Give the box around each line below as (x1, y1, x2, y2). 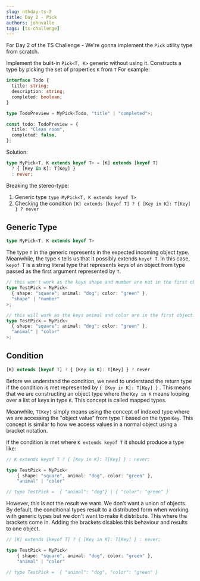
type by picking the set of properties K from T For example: (6, 66, 150, 73)
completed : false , (11, 132, 58, 138)
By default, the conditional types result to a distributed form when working (6, 506, 189, 513)
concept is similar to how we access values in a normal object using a (6, 421, 177, 428)
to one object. (6, 525, 40, 532)
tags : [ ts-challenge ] (6, 25, 60, 32)
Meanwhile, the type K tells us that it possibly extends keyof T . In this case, (6, 255, 190, 262)
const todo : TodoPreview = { (6, 121, 79, 127)
